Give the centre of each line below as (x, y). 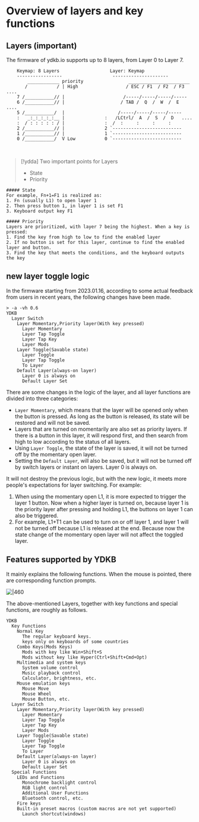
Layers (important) (42, 46)
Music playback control (51, 673)
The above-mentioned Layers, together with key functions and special (92, 603)
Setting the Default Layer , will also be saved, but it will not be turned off (103, 461)
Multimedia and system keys (51, 662)
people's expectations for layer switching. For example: (74, 485)
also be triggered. (36, 515)
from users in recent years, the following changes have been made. (89, 297)
